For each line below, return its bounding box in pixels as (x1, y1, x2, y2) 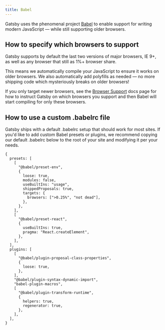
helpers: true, (23, 299, 54, 304)
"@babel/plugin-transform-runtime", (18, 290, 94, 295)
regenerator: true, (23, 303, 63, 308)
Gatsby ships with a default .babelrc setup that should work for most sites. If (5, 127, 161, 133)
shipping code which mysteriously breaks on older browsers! (5, 79, 129, 85)
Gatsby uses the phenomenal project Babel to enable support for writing (5, 21, 152, 27)
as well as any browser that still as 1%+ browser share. (5, 59, 117, 65)
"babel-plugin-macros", (14, 282, 63, 287)
